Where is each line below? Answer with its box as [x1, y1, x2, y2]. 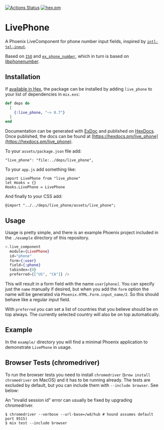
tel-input [5, 45, 26, 49]
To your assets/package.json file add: [5, 148, 82, 154]
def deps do [5, 100, 30, 106]
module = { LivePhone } [9, 249, 50, 254]
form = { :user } [9, 258, 37, 263]
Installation [5, 73, 41, 81]
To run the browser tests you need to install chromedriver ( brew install [5, 372, 151, 378]
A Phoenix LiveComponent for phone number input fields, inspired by [5, 38, 146, 44]
